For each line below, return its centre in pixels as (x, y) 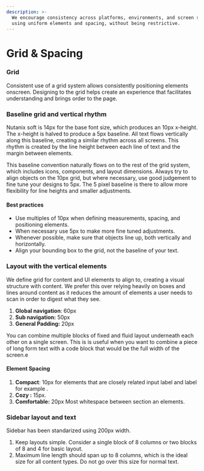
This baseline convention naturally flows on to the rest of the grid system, (98, 165)
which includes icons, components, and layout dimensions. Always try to (97, 171)
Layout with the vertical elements (57, 266)
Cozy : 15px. (31, 395)
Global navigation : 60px (46, 311)
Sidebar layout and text (41, 417)
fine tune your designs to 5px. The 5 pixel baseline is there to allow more (97, 184)
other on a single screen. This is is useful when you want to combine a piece (102, 342)
